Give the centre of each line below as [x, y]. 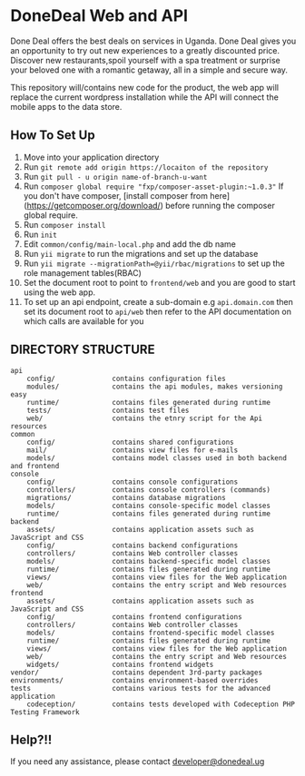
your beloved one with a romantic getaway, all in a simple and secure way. [149, 70]
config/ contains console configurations [133, 482]
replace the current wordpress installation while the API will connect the [145, 97]
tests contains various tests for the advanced [141, 688]
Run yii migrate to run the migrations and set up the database [141, 253]
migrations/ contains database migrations [126, 497]
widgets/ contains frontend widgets [120, 664]
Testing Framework [45, 712]
